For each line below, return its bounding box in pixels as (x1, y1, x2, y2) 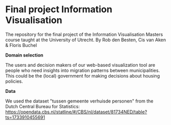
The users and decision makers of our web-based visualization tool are (5, 62, 156, 68)
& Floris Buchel (5, 42, 37, 48)
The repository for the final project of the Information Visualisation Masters (5, 31, 163, 37)
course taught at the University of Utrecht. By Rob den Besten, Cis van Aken (5, 37, 166, 43)
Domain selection (5, 52, 44, 58)
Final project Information (5, 4, 113, 15)
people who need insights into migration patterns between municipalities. (5, 67, 160, 73)
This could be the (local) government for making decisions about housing (5, 72, 160, 79)
